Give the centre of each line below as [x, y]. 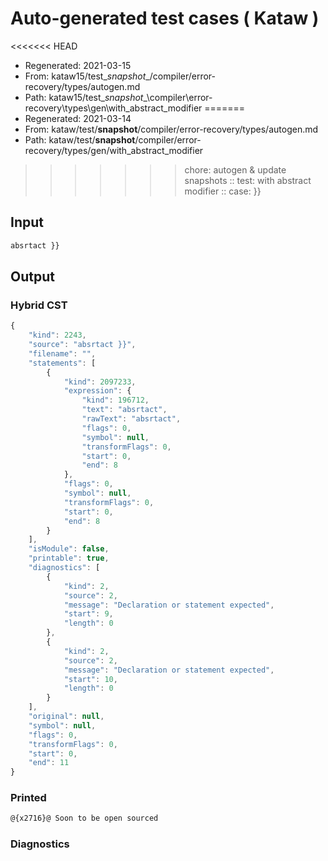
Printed [28, 798]
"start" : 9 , [88, 614]
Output [32, 277]
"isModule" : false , [69, 549]
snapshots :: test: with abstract [248, 180]
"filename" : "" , [62, 353]
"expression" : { [97, 391]
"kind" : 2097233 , [100, 382]
